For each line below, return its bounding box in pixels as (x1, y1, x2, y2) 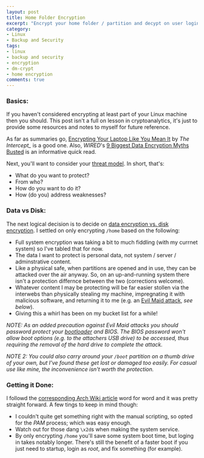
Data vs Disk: (6, 206, 46, 215)
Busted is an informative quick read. (6, 148, 97, 156)
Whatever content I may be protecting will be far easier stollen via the (15, 283, 189, 291)
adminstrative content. (15, 258, 72, 265)
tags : (6, 43, 20, 49)
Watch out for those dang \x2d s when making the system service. (15, 426, 180, 433)
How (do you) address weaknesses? (15, 191, 106, 198)
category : (6, 26, 32, 32)
